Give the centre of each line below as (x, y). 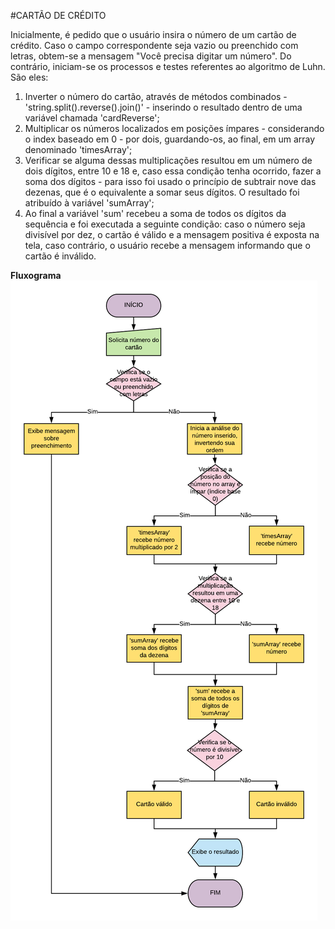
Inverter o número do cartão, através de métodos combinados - (156, 96)
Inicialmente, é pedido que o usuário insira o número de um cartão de (153, 34)
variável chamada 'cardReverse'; (92, 118)
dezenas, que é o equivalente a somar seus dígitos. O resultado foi (162, 192)
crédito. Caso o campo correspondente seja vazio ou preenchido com (154, 45)
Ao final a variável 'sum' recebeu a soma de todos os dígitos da (155, 213)
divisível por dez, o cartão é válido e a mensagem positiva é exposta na (172, 234)
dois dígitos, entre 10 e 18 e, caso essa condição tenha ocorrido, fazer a (173, 171)
